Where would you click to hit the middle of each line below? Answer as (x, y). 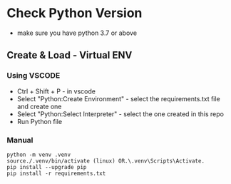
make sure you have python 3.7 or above (77, 33)
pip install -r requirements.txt (56, 173)
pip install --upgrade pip (47, 167)
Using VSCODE (34, 76)
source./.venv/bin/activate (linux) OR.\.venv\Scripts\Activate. (106, 161)
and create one (39, 106)
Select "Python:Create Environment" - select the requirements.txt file (118, 98)
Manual (20, 140)
